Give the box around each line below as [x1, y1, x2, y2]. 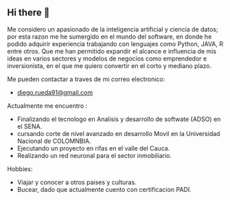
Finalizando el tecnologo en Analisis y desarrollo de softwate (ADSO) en [16, 115, 221, 123]
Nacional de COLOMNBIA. [16, 137, 91, 145]
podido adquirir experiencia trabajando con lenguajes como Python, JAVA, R [7, 39, 224, 48]
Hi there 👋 [7, 7, 50, 19]
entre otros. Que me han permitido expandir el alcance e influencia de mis [7, 47, 217, 55]
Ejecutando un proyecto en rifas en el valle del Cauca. [16, 144, 170, 152]
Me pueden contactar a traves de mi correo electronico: [7, 75, 165, 83]
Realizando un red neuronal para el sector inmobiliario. [16, 151, 172, 159]
